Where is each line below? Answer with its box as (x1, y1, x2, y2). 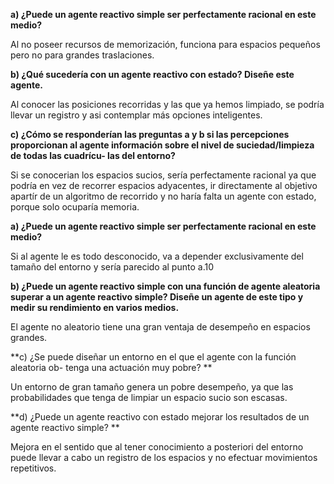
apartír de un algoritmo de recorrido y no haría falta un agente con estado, (10, 190, 317, 202)
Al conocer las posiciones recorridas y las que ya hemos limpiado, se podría (10, 99, 325, 110)
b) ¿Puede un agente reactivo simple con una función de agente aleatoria (10, 280, 321, 292)
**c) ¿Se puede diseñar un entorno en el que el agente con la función (10, 351, 297, 363)
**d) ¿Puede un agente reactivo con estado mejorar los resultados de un (10, 411, 310, 423)
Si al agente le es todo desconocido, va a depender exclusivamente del (10, 250, 304, 262)
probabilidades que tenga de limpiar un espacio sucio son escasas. (10, 392, 288, 403)
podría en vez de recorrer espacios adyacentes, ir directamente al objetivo (10, 180, 318, 191)
